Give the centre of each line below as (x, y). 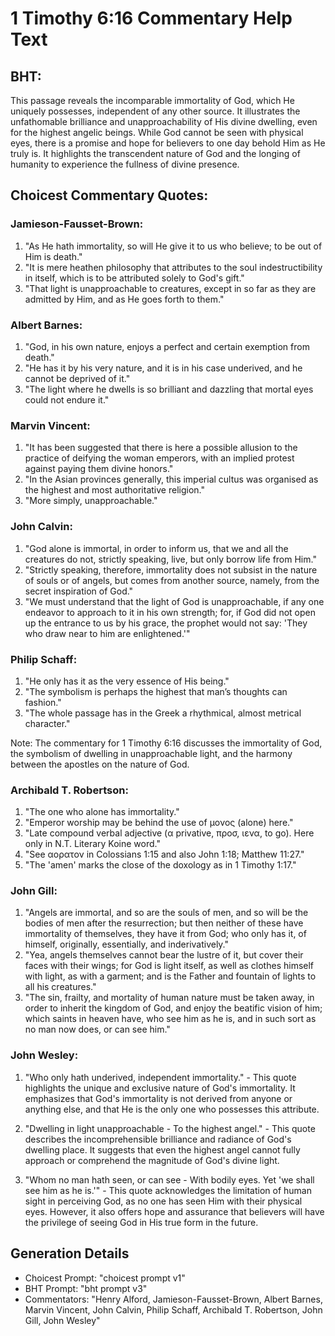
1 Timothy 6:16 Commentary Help (151, 18)
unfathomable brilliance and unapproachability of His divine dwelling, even (164, 121)
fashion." (43, 702)
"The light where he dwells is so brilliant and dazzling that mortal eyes (169, 389)
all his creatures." (60, 987)
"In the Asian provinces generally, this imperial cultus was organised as (171, 479)
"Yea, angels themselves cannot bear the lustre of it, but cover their (164, 955)
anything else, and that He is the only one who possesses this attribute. (172, 1109)
